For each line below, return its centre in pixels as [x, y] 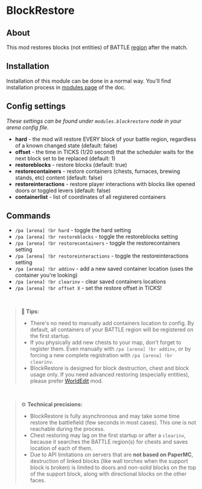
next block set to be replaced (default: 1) [65, 158]
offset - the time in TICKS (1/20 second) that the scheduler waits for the [104, 152]
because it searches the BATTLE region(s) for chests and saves [109, 442]
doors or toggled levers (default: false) [63, 190]
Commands [29, 216]
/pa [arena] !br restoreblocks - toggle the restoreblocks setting [96, 237]
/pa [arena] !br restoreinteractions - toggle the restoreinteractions [102, 256]
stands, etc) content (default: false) [59, 177]
